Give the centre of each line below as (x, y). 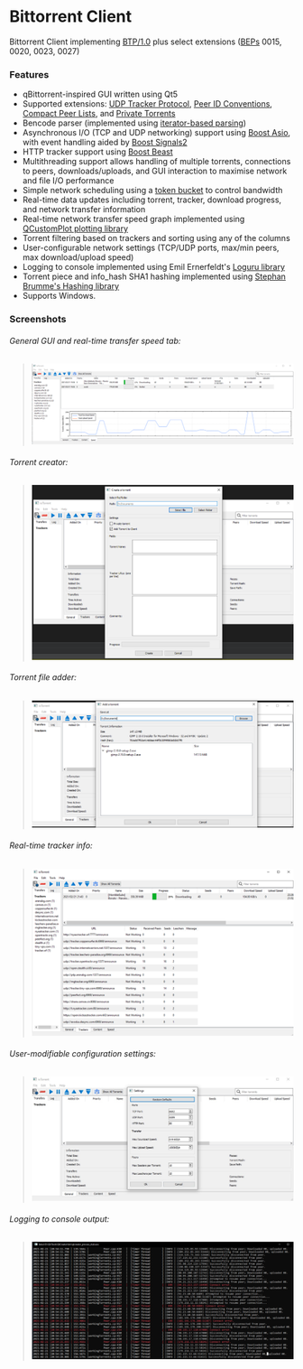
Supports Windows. (59, 296)
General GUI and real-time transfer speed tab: (95, 340)
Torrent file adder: (43, 677)
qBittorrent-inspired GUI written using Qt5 (100, 94)
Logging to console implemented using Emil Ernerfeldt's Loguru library (154, 267)
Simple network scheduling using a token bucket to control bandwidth (152, 191)
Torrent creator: (39, 461)
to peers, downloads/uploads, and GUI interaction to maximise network (155, 171)
